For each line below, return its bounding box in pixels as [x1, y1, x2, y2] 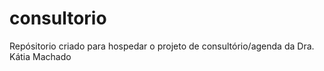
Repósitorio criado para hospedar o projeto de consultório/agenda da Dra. [9, 40, 315, 52]
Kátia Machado [9, 50, 72, 62]
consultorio [9, 7, 107, 30]
